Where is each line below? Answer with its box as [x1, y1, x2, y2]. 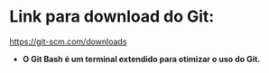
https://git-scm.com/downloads [9, 36, 127, 47]
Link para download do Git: [9, 6, 215, 27]
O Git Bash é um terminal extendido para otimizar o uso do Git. [22, 53, 261, 64]
